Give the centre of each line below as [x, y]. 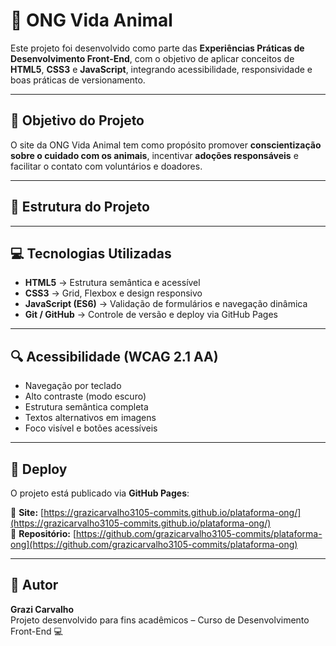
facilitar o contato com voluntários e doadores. [106, 166]
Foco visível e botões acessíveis [91, 428]
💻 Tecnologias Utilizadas [91, 253]
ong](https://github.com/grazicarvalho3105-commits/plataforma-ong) [154, 544]
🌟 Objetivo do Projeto [77, 120]
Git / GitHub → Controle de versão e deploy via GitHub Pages [151, 315]
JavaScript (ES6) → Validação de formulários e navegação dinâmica [166, 304]
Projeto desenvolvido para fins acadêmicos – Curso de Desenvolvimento [160, 620]
